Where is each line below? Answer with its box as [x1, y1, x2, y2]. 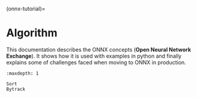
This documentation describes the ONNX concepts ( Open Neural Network [6, 46, 191, 53]
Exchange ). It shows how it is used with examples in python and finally [6, 52, 182, 60]
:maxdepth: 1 [6, 70, 39, 76]
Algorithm [6, 26, 58, 40]
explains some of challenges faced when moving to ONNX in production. [6, 58, 186, 66]
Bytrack [6, 86, 26, 92]
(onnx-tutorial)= [6, 5, 46, 12]
